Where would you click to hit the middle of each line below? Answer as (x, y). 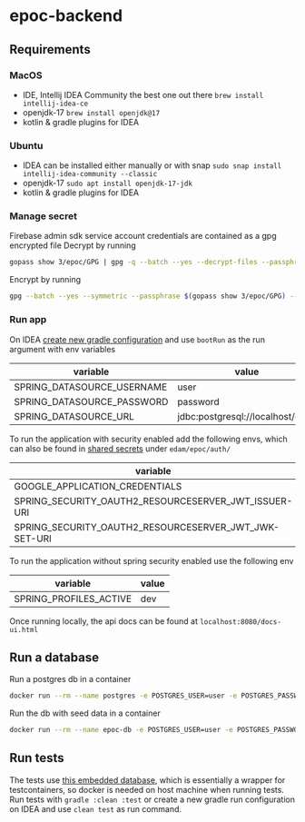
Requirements (50, 50)
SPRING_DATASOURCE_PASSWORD (91, 401)
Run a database (54, 657)
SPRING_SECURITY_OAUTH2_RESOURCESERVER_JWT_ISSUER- (153, 500)
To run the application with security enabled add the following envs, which (148, 439)
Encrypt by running (45, 280)
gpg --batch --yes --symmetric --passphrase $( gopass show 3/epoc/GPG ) (148, 296)
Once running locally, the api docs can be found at (103, 621)
